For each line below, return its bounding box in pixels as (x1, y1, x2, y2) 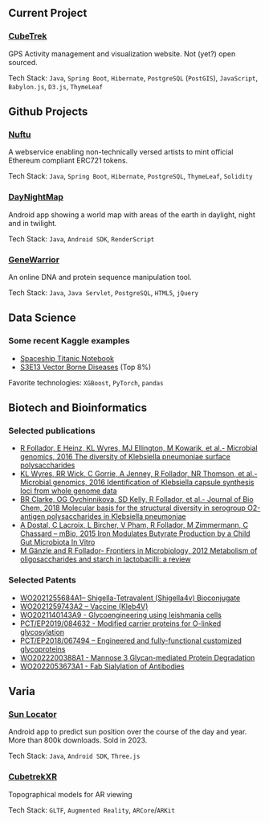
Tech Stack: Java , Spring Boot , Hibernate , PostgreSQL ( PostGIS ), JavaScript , (8, 72, 259, 83)
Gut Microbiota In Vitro (19, 537, 96, 547)
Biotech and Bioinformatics (8, 401, 147, 415)
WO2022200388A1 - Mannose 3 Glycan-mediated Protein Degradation (19, 652, 255, 662)
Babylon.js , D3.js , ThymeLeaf (8, 81, 103, 91)
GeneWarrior (8, 253, 60, 265)
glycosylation (19, 627, 65, 636)
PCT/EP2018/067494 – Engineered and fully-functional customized (19, 636, 243, 645)
